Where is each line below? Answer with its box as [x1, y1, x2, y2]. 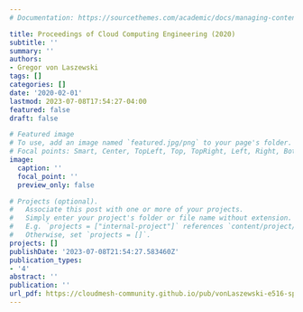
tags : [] [9, 71, 42, 81]
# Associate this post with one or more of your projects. [9, 205, 244, 214]
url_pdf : [9, 289, 42, 298]
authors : [9, 55, 42, 64]
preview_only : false [17, 180, 95, 190]
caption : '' [17, 164, 63, 173]
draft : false [9, 114, 59, 123]
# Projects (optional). [9, 196, 99, 206]
